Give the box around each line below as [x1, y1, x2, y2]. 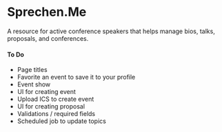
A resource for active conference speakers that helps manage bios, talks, [7, 27, 215, 35]
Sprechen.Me [7, 4, 87, 20]
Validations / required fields [17, 110, 96, 118]
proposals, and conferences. [7, 34, 89, 42]
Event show [17, 80, 51, 88]
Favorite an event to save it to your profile [17, 73, 136, 82]
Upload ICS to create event [17, 95, 94, 104]
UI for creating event [17, 88, 76, 96]
